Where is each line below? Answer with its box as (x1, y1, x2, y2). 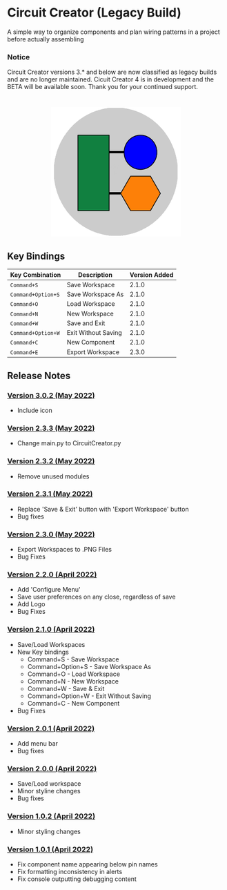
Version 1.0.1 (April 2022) (7, 844, 94, 854)
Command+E (10, 349, 39, 356)
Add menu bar (17, 739, 59, 747)
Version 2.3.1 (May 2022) (7, 489, 93, 499)
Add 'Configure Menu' (17, 586, 81, 594)
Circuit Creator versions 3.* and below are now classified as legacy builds (7, 68, 217, 77)
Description (78, 271, 112, 279)
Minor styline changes (17, 787, 81, 795)
